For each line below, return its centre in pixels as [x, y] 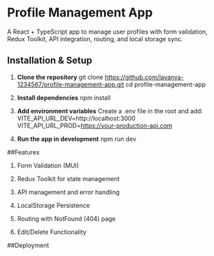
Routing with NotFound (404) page [66, 218]
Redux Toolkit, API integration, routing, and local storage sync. [95, 38]
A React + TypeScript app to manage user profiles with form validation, [107, 32]
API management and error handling [68, 192]
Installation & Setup [50, 61]
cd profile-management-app [166, 84]
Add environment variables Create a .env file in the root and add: [110, 110]
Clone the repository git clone [60, 77]
